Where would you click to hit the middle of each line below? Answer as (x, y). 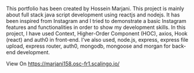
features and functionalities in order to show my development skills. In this (96, 27)
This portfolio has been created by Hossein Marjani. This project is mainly (95, 9)
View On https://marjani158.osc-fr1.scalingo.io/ (63, 64)
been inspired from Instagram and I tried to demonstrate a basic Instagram (96, 21)
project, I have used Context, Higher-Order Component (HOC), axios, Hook (97, 34)
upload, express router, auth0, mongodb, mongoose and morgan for (88, 46)
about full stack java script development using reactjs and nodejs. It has (93, 15)
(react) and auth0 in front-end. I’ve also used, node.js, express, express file (97, 40)
